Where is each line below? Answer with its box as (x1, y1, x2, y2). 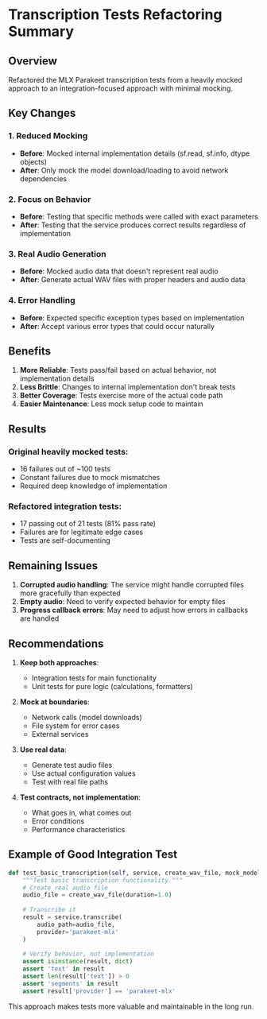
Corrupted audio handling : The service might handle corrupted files (19, 580, 245, 590)
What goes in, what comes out (31, 808, 132, 817)
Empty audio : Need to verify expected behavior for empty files (19, 597, 226, 606)
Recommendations (8, 637, 104, 650)
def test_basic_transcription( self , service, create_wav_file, (8, 869, 222, 877)
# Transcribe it (22, 906, 77, 914)
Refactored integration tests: (8, 501, 122, 512)
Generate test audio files (31, 761, 113, 769)
